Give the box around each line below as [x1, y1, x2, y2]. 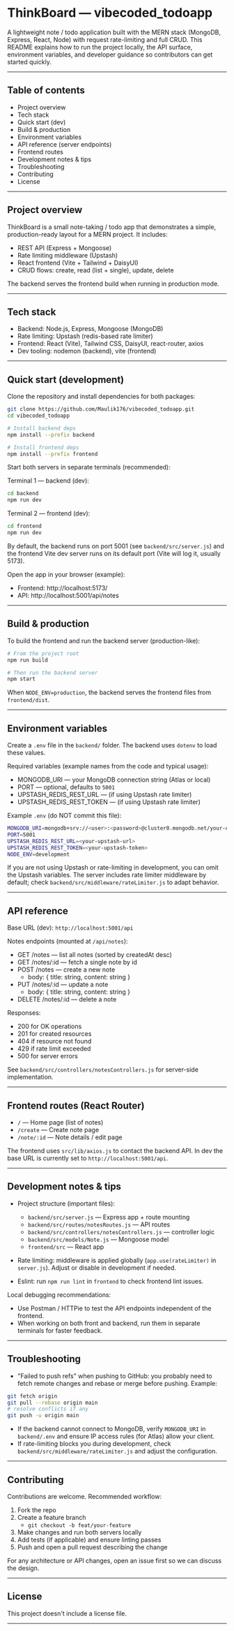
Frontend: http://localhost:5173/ [17, 583, 108, 592]
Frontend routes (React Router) [7, 1099, 145, 1111]
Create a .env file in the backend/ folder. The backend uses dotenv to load [7, 741, 217, 749]
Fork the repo [17, 1506, 57, 1514]
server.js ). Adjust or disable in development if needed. [17, 1263, 176, 1272]
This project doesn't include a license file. [7, 1609, 127, 1618]
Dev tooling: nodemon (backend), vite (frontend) [17, 347, 157, 356]
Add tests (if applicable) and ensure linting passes [17, 1535, 162, 1544]
